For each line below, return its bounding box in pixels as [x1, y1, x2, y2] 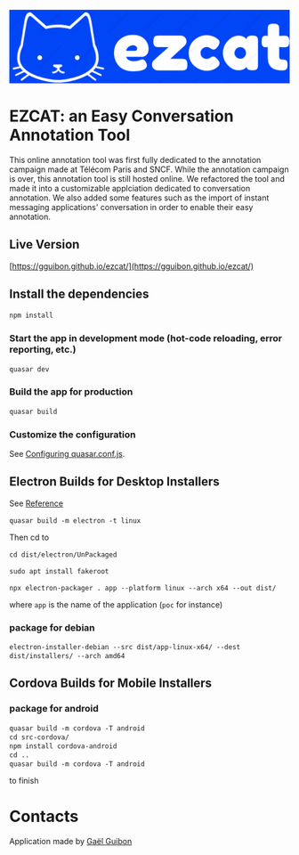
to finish [9, 775, 39, 786]
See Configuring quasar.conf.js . [9, 448, 125, 459]
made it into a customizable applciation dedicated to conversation [9, 183, 251, 193]
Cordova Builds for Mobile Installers [9, 676, 212, 691]
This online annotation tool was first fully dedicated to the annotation [9, 154, 262, 165]
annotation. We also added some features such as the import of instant [9, 192, 270, 203]
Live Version [9, 237, 80, 252]
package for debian [9, 621, 95, 633]
